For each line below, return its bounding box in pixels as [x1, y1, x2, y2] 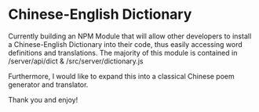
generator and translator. [8, 80, 89, 89]
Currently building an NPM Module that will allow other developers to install [8, 31, 252, 41]
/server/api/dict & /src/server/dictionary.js [8, 56, 144, 66]
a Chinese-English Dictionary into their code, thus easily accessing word [8, 39, 243, 49]
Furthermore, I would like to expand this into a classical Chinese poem [8, 71, 235, 81]
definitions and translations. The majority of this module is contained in [8, 48, 238, 57]
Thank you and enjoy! [8, 95, 78, 104]
